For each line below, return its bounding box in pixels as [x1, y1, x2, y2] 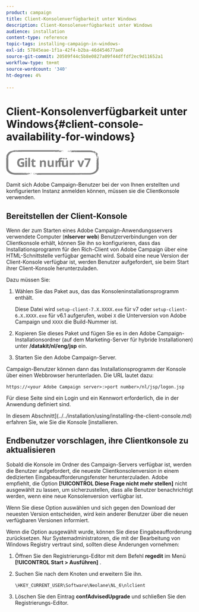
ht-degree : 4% [6, 72, 42, 79]
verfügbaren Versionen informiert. [6, 516, 90, 523]
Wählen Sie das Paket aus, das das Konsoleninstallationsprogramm [14, 288, 179, 294]
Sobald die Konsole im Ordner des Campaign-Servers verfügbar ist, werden [6, 461, 192, 468]
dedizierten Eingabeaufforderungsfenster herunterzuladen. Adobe [6, 473, 168, 481]
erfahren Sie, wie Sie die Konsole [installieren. [6, 419, 119, 425]
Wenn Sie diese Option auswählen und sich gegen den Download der [6, 504, 176, 511]
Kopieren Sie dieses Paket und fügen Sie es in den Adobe [14, 330, 156, 337]
